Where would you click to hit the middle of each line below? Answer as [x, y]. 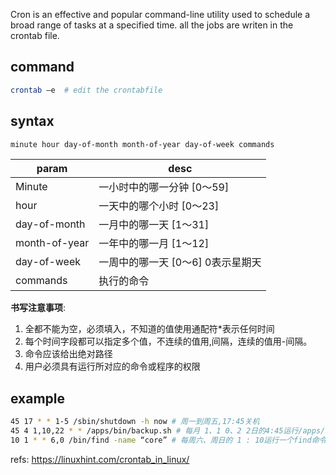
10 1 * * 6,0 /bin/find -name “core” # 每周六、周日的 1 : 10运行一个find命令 [168, 440]
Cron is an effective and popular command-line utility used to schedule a [160, 14]
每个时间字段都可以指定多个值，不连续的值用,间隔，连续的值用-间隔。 [168, 341]
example [38, 398]
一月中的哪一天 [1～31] [154, 225]
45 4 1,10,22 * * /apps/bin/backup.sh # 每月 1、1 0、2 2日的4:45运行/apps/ [168, 431]
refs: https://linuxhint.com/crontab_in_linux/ [100, 459]
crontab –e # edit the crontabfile [86, 90]
